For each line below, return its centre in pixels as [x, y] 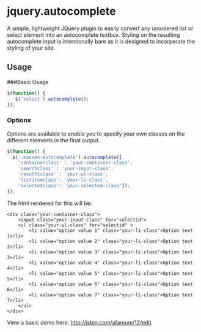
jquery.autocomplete [61, 11]
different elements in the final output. [53, 140]
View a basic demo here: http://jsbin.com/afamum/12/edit [79, 322]
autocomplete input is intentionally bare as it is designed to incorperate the [101, 41]
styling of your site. [31, 48]
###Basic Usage [28, 82]
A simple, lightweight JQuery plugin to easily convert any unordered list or [100, 28]
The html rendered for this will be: [49, 203]
